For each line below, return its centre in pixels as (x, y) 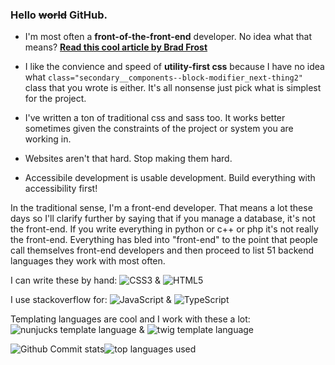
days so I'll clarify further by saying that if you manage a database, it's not (163, 219)
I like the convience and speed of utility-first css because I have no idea (174, 67)
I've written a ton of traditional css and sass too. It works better (155, 118)
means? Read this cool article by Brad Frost (116, 47)
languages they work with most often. (88, 261)
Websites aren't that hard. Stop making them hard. (128, 159)
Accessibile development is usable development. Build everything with (170, 178)
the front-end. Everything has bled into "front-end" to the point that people (164, 240)
